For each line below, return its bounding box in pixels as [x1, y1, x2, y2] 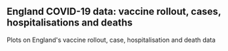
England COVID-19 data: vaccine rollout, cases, [6, 6, 222, 18]
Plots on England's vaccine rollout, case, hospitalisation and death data [6, 35, 216, 44]
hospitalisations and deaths [6, 17, 133, 29]
